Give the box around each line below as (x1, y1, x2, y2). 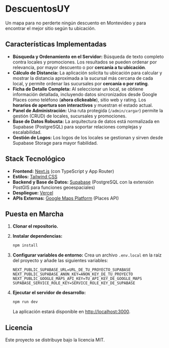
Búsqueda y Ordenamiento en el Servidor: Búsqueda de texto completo (12, 53, 164, 59)
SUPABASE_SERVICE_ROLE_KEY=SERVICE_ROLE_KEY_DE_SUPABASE (12, 280, 136, 286)
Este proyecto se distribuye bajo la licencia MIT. (5, 336, 105, 343)
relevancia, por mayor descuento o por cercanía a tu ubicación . (12, 64, 147, 70)
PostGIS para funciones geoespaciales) (12, 184, 95, 191)
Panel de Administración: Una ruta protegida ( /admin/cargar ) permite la (12, 107, 163, 113)
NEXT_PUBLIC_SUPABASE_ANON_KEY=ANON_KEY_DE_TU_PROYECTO (12, 272, 133, 277)
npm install (12, 243, 38, 248)
